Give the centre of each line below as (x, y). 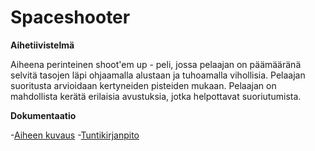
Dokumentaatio (43, 115)
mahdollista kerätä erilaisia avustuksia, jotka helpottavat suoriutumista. (156, 96)
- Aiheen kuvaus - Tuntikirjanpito (75, 135)
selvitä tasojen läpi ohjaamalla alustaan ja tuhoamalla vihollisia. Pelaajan (158, 75)
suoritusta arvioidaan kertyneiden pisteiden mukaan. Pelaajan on (143, 85)
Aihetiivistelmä (42, 45)
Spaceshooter (70, 17)
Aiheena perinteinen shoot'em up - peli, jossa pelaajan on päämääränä (156, 64)
